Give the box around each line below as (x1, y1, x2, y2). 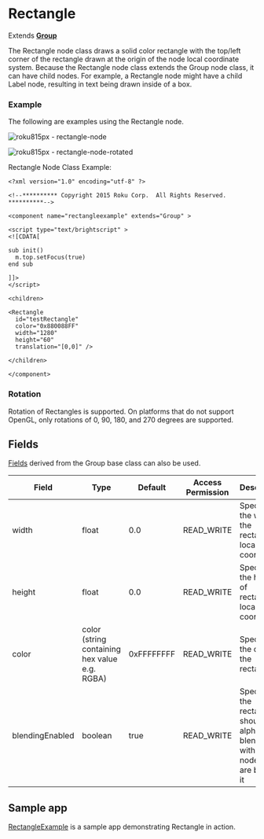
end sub (8, 260, 34, 268)
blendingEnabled (12, 730, 75, 741)
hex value (82, 653, 118, 664)
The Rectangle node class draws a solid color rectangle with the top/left (8, 46, 241, 55)
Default (137, 482, 167, 493)
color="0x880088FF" (15, 322, 79, 330)
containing (82, 644, 122, 655)
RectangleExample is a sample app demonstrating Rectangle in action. (8, 822, 236, 832)
